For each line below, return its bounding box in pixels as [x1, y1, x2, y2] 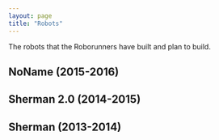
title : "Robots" [8, 19, 63, 28]
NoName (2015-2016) [8, 65, 120, 78]
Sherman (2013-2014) [8, 120, 122, 134]
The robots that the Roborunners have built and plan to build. [8, 41, 212, 51]
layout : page [8, 11, 53, 20]
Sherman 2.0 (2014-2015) [8, 92, 141, 106]
